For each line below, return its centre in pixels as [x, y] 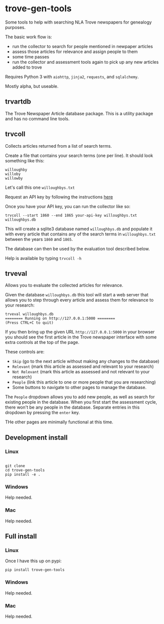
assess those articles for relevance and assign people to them [75, 52]
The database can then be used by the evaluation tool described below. [78, 249]
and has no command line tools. [37, 119]
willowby [14, 178]
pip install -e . [23, 475]
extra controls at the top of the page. [42, 342]
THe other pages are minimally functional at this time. [59, 422]
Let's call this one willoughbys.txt [40, 187]
